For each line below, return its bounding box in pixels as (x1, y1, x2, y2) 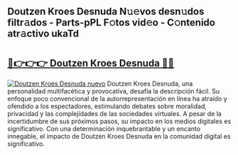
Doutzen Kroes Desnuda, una (107, 79, 193, 88)
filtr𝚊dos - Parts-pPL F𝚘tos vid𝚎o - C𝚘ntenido (7, 17, 215, 29)
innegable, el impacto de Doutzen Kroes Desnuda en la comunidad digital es (7, 132, 231, 140)
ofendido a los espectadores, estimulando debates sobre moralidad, (7, 102, 207, 110)
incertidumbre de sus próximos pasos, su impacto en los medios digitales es (7, 117, 232, 125)
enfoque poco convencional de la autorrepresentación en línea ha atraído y (7, 95, 227, 103)
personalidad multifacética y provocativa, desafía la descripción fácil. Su (7, 87, 220, 95)
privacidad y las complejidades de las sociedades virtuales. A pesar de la (7, 110, 222, 117)
